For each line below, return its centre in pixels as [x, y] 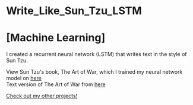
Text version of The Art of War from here [56, 84]
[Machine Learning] [56, 38]
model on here [24, 78]
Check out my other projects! [42, 96]
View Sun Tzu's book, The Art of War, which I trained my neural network [94, 72]
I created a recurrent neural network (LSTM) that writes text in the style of [96, 54]
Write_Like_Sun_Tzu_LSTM [74, 11]
